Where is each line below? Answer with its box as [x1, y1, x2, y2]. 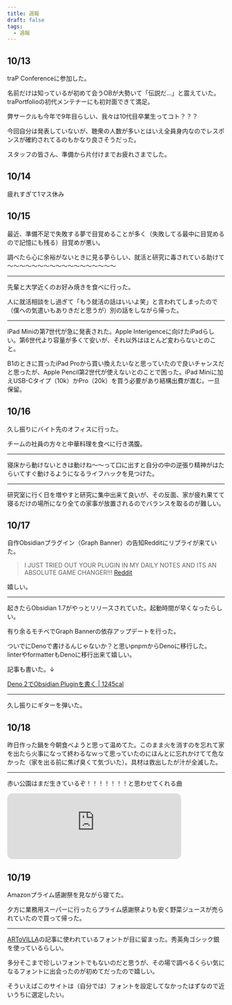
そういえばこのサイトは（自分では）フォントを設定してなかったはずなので [7, 981, 219, 990]
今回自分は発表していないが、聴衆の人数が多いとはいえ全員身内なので [7, 127, 207, 135]
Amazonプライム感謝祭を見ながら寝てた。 [7, 890, 128, 899]
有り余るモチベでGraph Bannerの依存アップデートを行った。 [7, 627, 180, 636]
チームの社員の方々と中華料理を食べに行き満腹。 [7, 440, 146, 448]
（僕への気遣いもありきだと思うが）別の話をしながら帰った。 [7, 306, 183, 314]
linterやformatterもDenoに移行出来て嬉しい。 [7, 650, 136, 659]
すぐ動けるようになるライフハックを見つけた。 [25, 469, 159, 478]
